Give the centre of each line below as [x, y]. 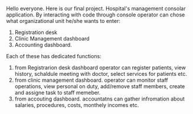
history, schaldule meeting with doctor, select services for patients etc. [101, 74]
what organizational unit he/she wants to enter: [63, 21]
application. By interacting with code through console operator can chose [96, 15]
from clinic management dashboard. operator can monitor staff [91, 80]
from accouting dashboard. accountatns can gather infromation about [99, 99]
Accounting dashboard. [43, 45]
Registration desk [36, 32]
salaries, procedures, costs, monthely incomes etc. [77, 105]
